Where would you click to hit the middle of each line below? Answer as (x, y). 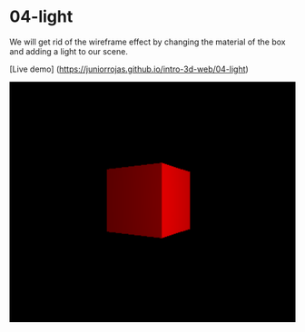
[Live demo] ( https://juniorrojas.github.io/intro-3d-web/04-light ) (129, 69)
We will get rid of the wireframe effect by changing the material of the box (148, 42)
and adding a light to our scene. (69, 51)
